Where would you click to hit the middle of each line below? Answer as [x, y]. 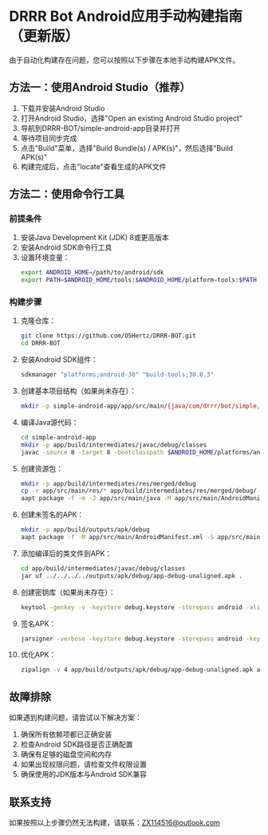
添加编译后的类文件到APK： [66, 553]
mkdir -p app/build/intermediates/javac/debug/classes [114, 445]
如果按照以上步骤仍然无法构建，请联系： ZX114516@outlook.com [114, 822]
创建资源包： [41, 468]
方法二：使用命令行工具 [67, 194]
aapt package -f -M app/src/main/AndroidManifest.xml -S [117, 538]
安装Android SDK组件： [59, 360]
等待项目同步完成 [49, 138]
